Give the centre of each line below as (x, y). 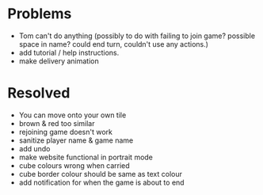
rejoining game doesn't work (65, 132)
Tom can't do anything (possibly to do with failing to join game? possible (137, 36)
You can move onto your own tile (72, 115)
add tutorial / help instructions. (69, 52)
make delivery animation (59, 61)
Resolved (39, 93)
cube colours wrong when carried (74, 165)
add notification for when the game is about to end (101, 182)
